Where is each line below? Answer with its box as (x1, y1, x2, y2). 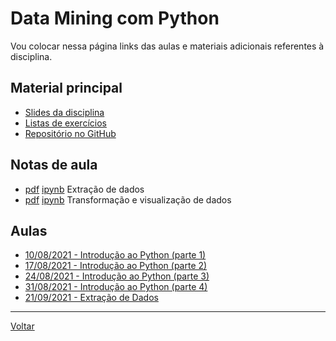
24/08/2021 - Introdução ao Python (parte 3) (24, 270, 210, 282)
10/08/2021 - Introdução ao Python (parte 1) (24, 249, 207, 261)
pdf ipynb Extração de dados (24, 183, 145, 195)
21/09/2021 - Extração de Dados (24, 292, 159, 304)
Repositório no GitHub (24, 127, 117, 139)
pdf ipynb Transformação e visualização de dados (24, 193, 232, 206)
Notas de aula (10, 157, 98, 174)
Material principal (10, 80, 123, 97)
